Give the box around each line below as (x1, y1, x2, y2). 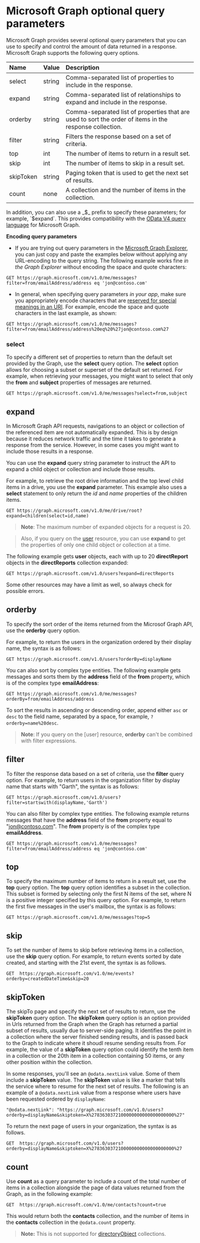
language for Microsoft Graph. (6, 221, 80, 228)
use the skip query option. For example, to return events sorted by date (6, 953, 182, 960)
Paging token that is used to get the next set (65, 169, 189, 177)
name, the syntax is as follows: (6, 645, 82, 652)
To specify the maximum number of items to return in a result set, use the (6, 878, 186, 885)
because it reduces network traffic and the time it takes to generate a (6, 435, 176, 442)
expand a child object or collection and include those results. (6, 466, 156, 473)
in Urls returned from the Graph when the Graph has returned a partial (6, 1021, 179, 1028)
